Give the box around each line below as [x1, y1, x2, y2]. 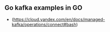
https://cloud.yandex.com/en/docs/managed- [13, 16, 105, 22]
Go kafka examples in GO [4, 4, 83, 12]
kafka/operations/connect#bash [11, 21, 76, 27]
